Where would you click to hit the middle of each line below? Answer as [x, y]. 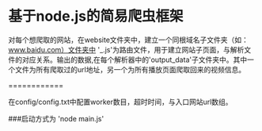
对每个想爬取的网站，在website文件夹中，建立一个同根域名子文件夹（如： [129, 40]
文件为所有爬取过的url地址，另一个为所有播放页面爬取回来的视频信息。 [130, 69]
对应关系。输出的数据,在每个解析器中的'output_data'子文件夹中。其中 [135, 60]
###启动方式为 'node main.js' [56, 118]
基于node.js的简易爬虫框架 [96, 16]
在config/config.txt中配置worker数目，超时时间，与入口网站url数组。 [120, 102]
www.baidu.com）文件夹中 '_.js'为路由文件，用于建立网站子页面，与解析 [126, 49]
